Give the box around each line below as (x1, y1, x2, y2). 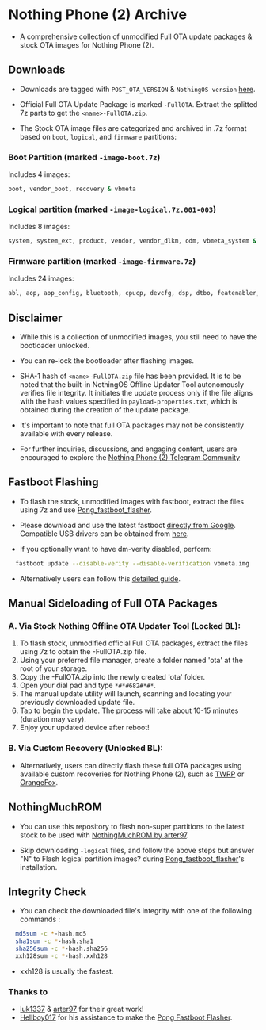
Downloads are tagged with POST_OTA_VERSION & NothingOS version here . (19, 84, 256, 94)
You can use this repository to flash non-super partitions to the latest (19, 821, 245, 831)
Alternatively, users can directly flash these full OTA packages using (19, 760, 242, 770)
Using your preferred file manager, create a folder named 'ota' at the (19, 656, 244, 665)
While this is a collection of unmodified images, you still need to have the (19, 332, 258, 342)
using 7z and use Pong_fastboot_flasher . (19, 505, 152, 515)
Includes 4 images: (8, 170, 70, 179)
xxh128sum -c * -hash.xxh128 (15, 952, 108, 960)
